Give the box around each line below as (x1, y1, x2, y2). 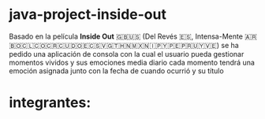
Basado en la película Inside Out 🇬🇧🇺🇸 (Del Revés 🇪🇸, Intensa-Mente (9, 32, 244, 41)
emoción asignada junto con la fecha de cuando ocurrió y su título (9, 65, 224, 76)
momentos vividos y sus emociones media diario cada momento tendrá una (9, 58, 256, 67)
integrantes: (9, 94, 91, 112)
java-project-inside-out (9, 6, 166, 24)
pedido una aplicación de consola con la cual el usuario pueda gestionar (9, 49, 244, 58)
